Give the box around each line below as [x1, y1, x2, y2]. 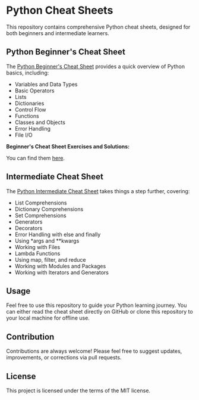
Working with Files [14, 243, 61, 250]
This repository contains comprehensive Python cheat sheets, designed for [6, 23, 191, 30]
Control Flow [14, 106, 46, 113]
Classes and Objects [14, 119, 65, 126]
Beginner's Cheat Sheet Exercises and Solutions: [6, 142, 130, 150]
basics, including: [6, 69, 49, 76]
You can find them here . [6, 154, 65, 162]
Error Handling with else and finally [14, 231, 101, 238]
